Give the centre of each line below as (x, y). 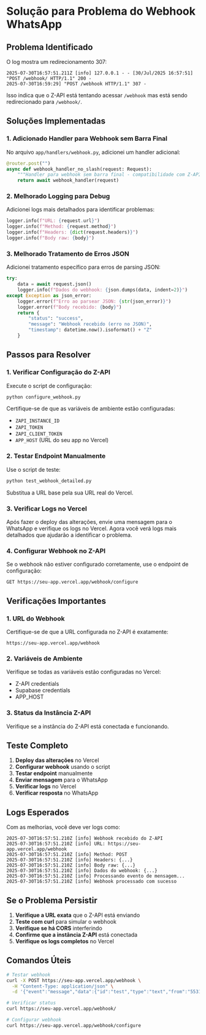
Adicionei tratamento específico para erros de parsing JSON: (83, 267)
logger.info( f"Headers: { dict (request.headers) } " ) (72, 232)
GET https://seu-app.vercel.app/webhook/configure (72, 582)
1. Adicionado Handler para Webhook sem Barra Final (87, 138)
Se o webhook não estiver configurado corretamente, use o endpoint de (97, 565)
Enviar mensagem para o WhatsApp (62, 780)
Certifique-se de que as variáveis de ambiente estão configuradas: (91, 409)
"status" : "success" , (56, 319)
